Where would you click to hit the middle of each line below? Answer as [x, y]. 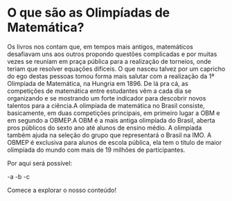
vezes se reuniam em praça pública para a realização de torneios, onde [109, 61]
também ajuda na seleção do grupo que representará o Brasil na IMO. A [109, 135]
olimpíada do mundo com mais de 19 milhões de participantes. [96, 150]
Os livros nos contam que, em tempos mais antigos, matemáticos [100, 46]
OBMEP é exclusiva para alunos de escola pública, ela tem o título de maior [115, 142]
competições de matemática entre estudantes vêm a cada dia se [99, 91]
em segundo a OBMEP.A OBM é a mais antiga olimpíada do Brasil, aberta [111, 120]
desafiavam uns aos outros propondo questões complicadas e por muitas [112, 54]
